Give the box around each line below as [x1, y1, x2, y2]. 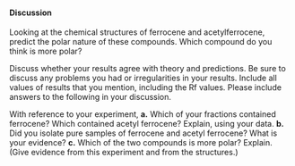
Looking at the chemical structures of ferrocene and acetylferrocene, [9, 27, 265, 37]
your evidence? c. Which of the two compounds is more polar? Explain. [9, 137, 273, 148]
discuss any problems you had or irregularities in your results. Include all [9, 72, 278, 84]
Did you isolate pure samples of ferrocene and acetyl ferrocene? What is [9, 128, 278, 138]
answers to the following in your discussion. [9, 92, 172, 103]
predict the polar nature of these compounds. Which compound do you [9, 37, 273, 47]
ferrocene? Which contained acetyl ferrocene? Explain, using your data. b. [9, 119, 284, 129]
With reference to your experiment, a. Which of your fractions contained [9, 109, 276, 120]
